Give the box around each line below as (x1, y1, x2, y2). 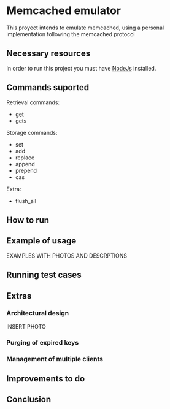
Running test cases (6, 270, 82, 280)
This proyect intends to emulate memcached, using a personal (6, 24, 164, 31)
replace (15, 154, 35, 161)
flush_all (15, 197, 37, 204)
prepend (15, 167, 37, 174)
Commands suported (6, 82, 90, 93)
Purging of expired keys (6, 338, 79, 346)
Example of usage (6, 235, 77, 246)
